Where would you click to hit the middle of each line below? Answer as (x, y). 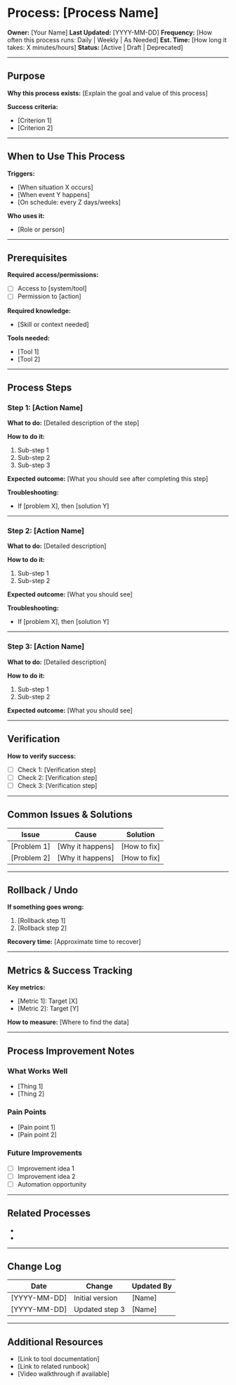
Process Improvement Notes (71, 1051)
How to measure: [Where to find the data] (68, 1022)
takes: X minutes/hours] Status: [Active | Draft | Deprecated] (95, 47)
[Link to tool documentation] (58, 1359)
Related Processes (49, 1214)
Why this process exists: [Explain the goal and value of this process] (108, 93)
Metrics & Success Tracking (70, 970)
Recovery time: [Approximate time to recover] (74, 942)
